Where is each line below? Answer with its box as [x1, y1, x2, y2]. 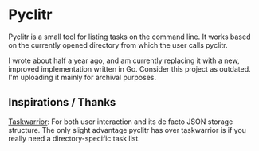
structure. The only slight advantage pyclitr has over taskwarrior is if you [8, 125, 247, 134]
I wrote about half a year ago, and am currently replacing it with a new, [8, 56, 240, 65]
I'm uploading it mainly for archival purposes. [8, 72, 157, 82]
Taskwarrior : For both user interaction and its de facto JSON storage [8, 117, 233, 126]
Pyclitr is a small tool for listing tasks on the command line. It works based [8, 32, 251, 41]
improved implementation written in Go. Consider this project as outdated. [8, 64, 251, 73]
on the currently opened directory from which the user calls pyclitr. [8, 40, 228, 49]
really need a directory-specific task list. [8, 134, 141, 143]
